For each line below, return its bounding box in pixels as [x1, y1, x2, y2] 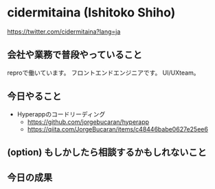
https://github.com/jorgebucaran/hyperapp [27, 118, 150, 126]
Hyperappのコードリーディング [16, 110, 106, 118]
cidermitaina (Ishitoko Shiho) [7, 5, 176, 21]
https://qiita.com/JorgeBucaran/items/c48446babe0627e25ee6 [27, 125, 208, 133]
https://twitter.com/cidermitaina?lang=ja [7, 27, 121, 36]
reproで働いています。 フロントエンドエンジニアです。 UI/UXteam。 [7, 68, 200, 77]
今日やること [7, 90, 62, 102]
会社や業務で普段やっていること [7, 49, 142, 61]
